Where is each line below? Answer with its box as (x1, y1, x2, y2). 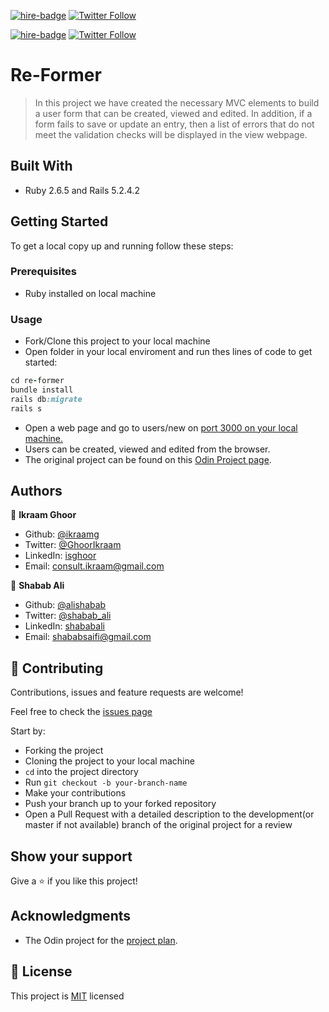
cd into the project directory (24, 766, 139, 778)
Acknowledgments (10, 908, 132, 925)
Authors (10, 483, 63, 500)
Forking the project (24, 745, 104, 757)
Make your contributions (24, 787, 127, 799)
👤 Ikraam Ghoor (10, 509, 77, 521)
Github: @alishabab (24, 599, 107, 611)
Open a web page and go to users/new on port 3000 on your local (24, 421, 298, 434)
